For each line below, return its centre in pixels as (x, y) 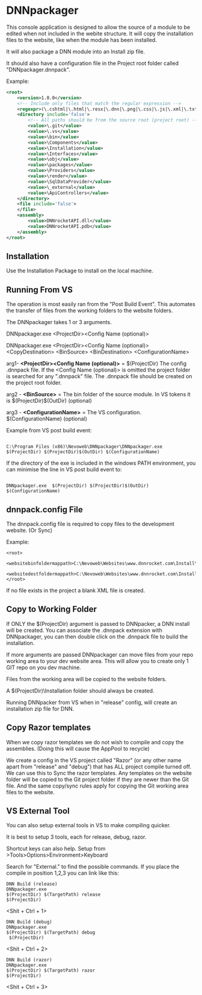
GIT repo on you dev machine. (44, 667)
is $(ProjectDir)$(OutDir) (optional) (49, 401)
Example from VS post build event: (49, 430)
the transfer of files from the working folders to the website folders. (90, 311)
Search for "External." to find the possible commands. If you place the (93, 867)
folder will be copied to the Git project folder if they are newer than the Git (98, 779)
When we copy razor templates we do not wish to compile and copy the (95, 742)
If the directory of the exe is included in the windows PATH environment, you (101, 463)
